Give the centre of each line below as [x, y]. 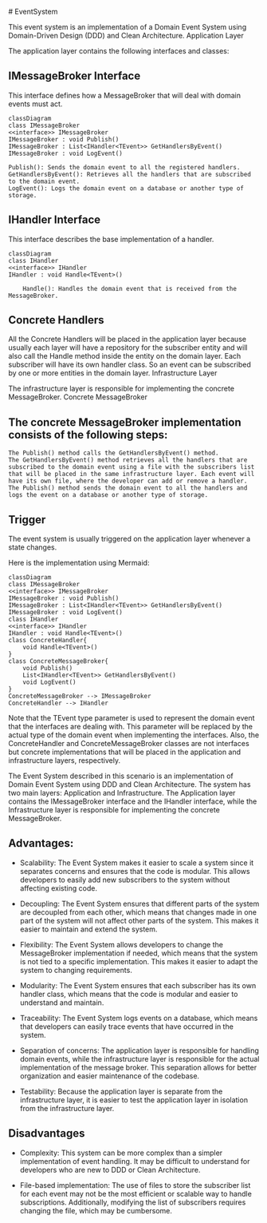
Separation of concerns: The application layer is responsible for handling [139, 1050]
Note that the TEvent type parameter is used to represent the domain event [132, 718]
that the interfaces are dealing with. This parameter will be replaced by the [131, 727]
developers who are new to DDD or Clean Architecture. [110, 1169]
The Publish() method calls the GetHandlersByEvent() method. [114, 453]
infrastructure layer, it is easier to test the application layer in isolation [134, 1100]
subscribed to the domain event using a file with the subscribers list [132, 467]
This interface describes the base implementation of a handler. [111, 239]
